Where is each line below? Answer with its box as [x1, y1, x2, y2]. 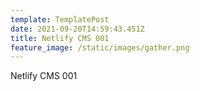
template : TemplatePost [10, 14, 110, 25]
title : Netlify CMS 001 [10, 33, 110, 43]
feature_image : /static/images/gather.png [10, 42, 190, 53]
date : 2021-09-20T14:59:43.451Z [10, 24, 145, 34]
